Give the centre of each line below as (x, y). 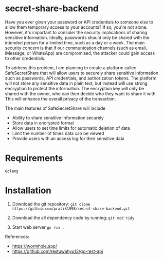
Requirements (34, 158)
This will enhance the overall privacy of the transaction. (61, 99)
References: (17, 237)
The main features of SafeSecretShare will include (55, 108)
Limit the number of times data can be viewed (58, 133)
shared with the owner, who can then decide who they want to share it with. (81, 94)
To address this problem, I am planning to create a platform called (71, 68)
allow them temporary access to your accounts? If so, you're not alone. (76, 27)
